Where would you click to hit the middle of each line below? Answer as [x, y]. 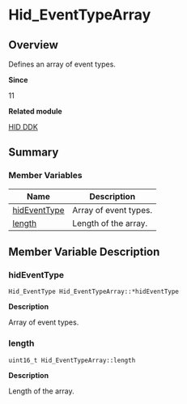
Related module [35, 111]
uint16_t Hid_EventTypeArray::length [72, 360]
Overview [34, 45]
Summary [34, 153]
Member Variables [45, 176]
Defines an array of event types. [62, 64]
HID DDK [23, 127]
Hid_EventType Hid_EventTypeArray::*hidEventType [94, 292]
